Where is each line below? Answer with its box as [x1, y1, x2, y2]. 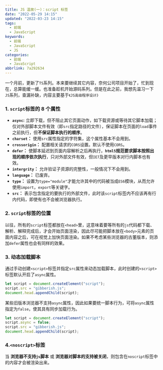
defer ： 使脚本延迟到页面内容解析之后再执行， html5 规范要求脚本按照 [12, 148, 150, 154]
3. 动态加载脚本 [5, 254, 41, 260]
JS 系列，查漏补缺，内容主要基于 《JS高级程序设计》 [5, 92, 100, 98]
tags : [5, 20, 16, 26]
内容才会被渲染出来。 [9, 360, 52, 366]
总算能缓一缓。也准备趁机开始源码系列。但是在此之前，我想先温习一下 [13, 86, 154, 92]
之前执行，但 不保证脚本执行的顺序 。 [12, 129, 85, 135]
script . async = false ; [5, 320, 51, 325]
